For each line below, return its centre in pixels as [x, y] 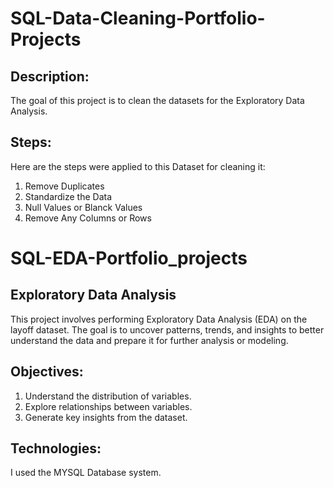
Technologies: [56, 448]
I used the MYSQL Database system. [86, 473]
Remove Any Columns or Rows [88, 218]
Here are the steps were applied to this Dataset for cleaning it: [138, 166]
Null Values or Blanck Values [83, 207]
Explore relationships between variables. [108, 406]
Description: [50, 76]
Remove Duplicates [64, 186]
